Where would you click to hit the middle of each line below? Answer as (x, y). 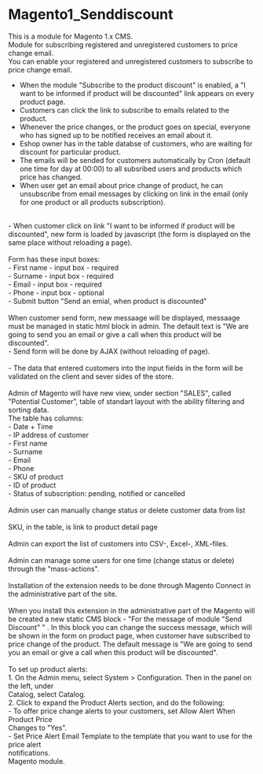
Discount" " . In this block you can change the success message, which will (130, 627)
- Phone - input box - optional (56, 292)
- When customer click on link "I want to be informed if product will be (122, 225)
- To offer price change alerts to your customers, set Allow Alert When (122, 711)
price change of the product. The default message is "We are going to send (130, 644)
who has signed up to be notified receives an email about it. (116, 135)
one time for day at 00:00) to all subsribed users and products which (131, 169)
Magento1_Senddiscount (91, 15)
